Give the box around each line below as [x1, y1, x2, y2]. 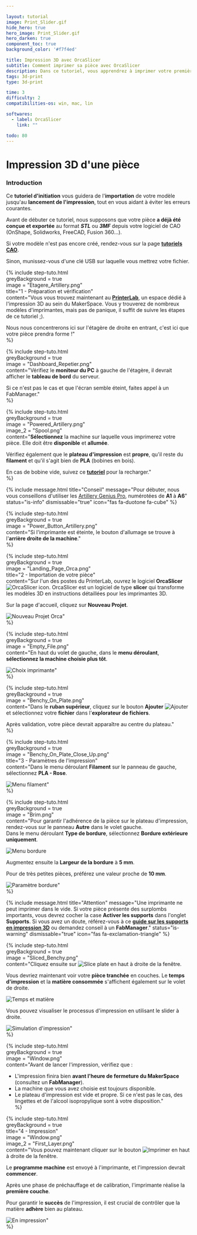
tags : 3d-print [6, 73, 43, 79]
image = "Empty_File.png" [6, 643, 69, 650]
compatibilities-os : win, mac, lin [6, 100, 93, 106]
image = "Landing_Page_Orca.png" [6, 565, 91, 572]
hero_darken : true [6, 36, 51, 42]
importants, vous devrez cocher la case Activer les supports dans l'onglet [6, 911, 186, 918]
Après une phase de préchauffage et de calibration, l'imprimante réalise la [6, 1182, 185, 1189]
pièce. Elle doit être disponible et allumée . [6, 439, 110, 447]
